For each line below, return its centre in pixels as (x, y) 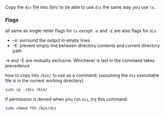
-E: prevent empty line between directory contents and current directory (86, 46)
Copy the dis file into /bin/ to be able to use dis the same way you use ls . (81, 7)
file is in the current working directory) (44, 81)
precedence (18, 66)
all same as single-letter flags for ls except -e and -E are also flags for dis (81, 31)
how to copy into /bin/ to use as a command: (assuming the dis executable (82, 75)
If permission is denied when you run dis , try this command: (66, 99)
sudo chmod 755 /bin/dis (31, 109)
